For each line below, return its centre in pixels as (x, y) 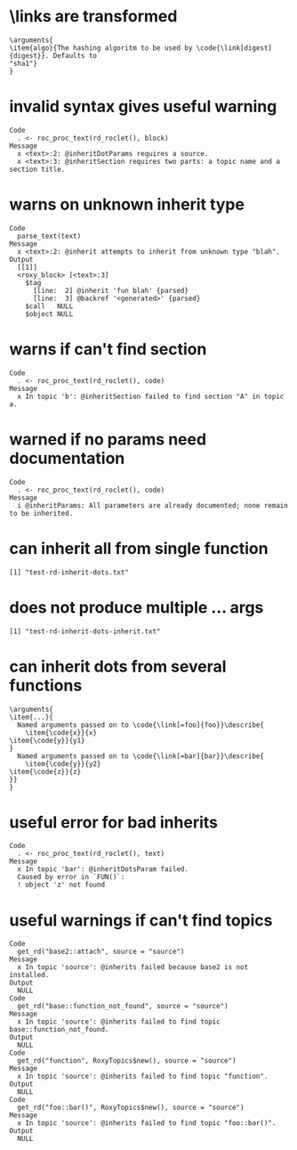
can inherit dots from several (118, 666)
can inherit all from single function (139, 548)
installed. (29, 975)
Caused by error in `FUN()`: (71, 877)
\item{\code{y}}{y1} (48, 740)
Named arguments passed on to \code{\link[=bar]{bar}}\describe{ (141, 756)
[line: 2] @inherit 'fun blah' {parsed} (111, 290)
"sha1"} (24, 63)
